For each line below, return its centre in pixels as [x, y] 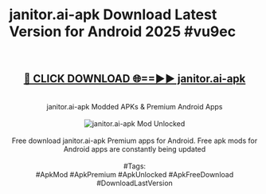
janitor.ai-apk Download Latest [113, 15]
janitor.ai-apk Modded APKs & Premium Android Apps [135, 106]
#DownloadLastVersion [135, 183]
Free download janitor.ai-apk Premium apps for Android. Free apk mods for [135, 141]
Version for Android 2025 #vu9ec [123, 32]
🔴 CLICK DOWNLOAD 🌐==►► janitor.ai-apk [135, 79]
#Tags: [135, 166]
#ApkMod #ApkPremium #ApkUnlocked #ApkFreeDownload [135, 174]
